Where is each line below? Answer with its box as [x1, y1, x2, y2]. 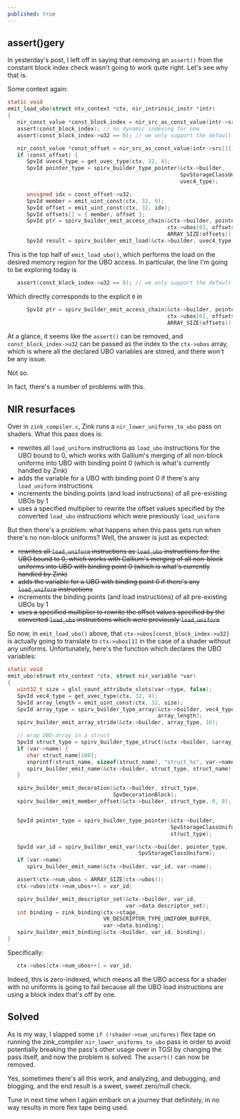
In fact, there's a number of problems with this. [7, 383, 145, 391]
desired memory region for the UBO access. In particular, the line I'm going [7, 258, 229, 266]
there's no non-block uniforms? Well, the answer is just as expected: [7, 533, 209, 542]
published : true [7, 10, 56, 18]
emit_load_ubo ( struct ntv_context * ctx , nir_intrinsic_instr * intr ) [7, 105, 216, 113]
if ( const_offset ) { [16, 151, 79, 159]
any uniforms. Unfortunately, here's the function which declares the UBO [7, 644, 221, 653]
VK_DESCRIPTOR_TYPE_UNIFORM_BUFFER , [103, 915, 213, 923]
